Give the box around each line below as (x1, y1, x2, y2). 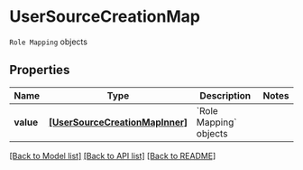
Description (199, 89, 252, 101)
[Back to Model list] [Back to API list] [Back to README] (9, 150, 216, 161)
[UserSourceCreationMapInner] (48, 116, 188, 128)
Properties (9, 62, 70, 78)
